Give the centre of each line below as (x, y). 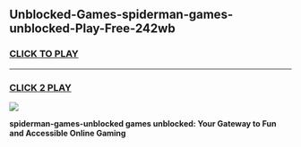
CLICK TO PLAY (44, 54)
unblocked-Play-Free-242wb (93, 29)
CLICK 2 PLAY (40, 87)
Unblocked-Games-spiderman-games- (121, 15)
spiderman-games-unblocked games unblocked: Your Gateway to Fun (143, 123)
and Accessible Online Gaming (68, 133)
